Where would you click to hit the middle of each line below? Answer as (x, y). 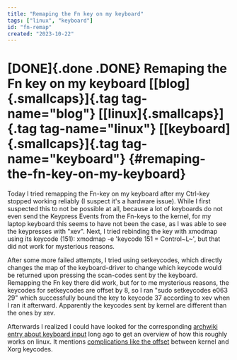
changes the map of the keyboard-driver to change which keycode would (115, 268)
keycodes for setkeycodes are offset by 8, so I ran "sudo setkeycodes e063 (118, 291)
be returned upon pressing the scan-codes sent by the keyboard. (103, 275)
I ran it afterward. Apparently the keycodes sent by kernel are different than (117, 305)
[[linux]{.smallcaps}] (161, 114)
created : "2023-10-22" (41, 34)
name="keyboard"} (67, 159)
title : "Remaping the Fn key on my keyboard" (75, 14)
